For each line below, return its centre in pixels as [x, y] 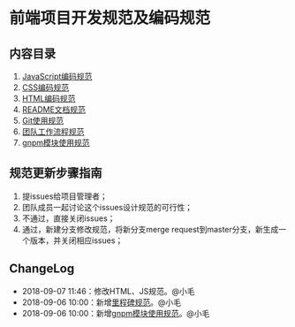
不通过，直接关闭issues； [68, 218]
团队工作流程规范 [53, 132]
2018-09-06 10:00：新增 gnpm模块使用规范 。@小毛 [116, 313]
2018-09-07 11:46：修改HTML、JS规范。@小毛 [108, 291]
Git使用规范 [43, 121]
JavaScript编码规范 [57, 76]
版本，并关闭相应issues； [76, 240]
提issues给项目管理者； [64, 196]
